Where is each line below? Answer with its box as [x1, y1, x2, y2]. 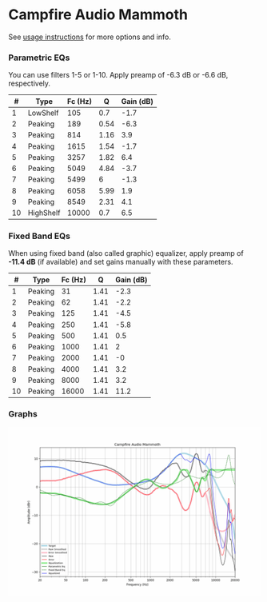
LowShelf [27, 108, 59, 118]
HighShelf [27, 208, 61, 217]
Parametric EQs [8, 52, 70, 63]
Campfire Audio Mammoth [8, 6, 188, 24]
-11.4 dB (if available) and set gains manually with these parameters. [8, 257, 233, 267]
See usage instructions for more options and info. [8, 32, 172, 42]
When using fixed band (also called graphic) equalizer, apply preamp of [8, 249, 244, 258]
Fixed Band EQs [8, 230, 70, 241]
